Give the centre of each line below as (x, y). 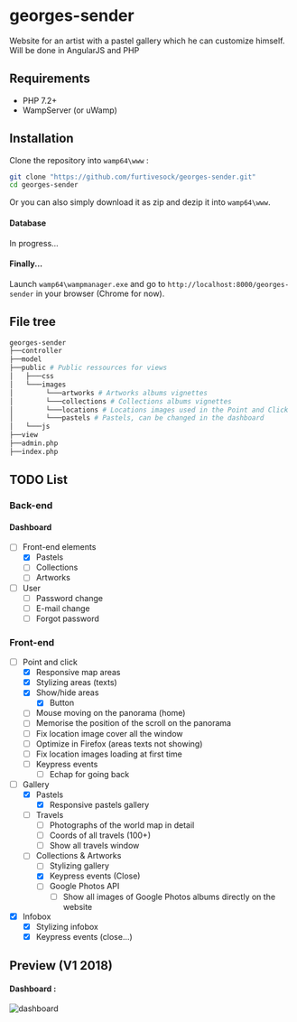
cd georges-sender (44, 185)
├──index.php (34, 451)
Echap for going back (89, 774)
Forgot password (67, 618)
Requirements (50, 79)
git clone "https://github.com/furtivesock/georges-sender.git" (133, 177)
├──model (26, 359)
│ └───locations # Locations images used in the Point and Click (149, 410)
